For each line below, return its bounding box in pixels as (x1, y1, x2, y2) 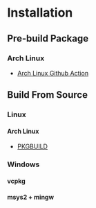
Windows (7, 159, 40, 169)
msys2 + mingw (7, 193, 54, 201)
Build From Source (7, 89, 88, 101)
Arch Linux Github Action (17, 69, 88, 77)
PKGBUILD (17, 142, 48, 150)
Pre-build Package (7, 33, 88, 44)
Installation (7, 5, 73, 21)
